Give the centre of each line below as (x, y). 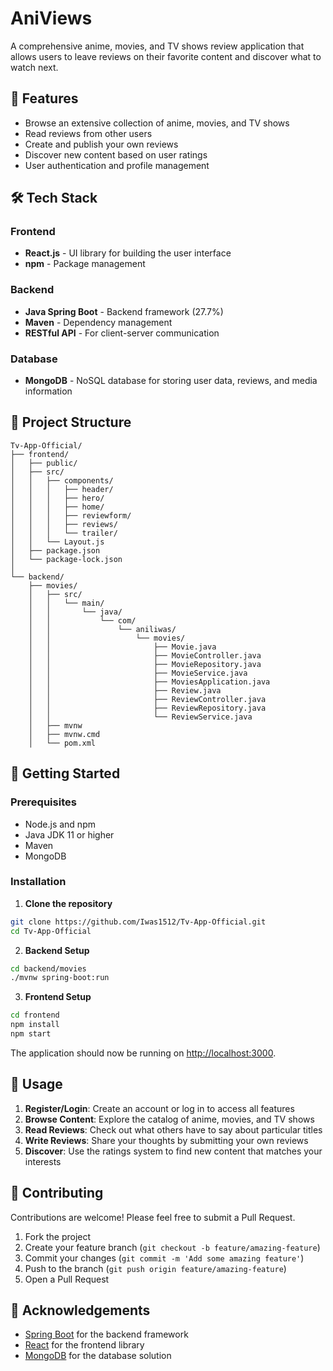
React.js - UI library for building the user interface (128, 253)
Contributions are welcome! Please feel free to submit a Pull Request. (153, 1217)
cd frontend (35, 1015)
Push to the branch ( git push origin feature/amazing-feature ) (155, 1268)
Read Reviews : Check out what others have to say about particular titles (173, 1129)
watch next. (34, 67)
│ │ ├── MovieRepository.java (145, 664)
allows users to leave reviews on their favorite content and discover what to (166, 56)
